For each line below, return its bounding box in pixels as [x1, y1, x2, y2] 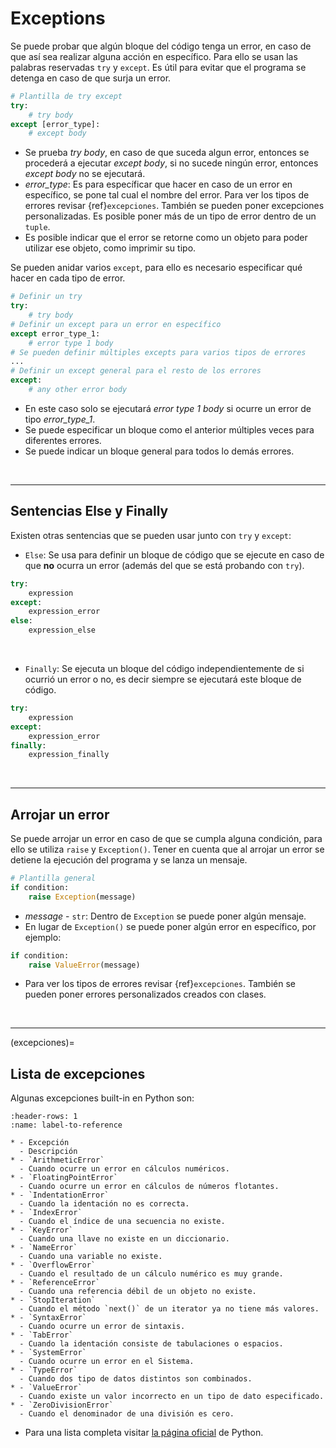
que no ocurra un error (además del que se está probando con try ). [24, 559, 305, 571]
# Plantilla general [10, 873, 97, 884]
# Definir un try [10, 292, 83, 302]
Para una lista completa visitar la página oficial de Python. [24, 1427, 264, 1439]
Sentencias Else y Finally [10, 503, 169, 520]
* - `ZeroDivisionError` [10, 1400, 114, 1411]
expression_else [28, 625, 97, 636]
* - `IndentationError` [10, 1190, 110, 1201]
